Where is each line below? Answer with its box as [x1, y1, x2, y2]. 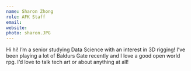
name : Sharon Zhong [6, 8, 54, 15]
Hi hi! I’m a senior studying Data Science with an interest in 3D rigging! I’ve [6, 46, 186, 53]
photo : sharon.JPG [6, 30, 51, 36]
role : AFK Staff [6, 14, 46, 20]
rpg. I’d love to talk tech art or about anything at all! [6, 59, 129, 66]
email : [6, 19, 22, 25]
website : [6, 24, 27, 31]
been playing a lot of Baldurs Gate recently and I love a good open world [6, 52, 180, 59]
